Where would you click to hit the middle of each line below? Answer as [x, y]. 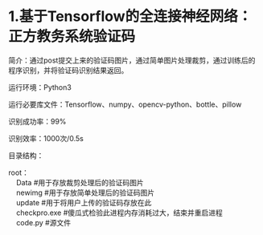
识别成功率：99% [37, 121]
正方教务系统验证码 [72, 36]
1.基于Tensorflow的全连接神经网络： [130, 16]
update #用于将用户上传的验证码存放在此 [84, 202]
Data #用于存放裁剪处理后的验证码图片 [80, 182]
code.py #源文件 [43, 222]
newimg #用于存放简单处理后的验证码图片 [85, 192]
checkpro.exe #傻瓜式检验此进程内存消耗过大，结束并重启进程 [119, 213]
